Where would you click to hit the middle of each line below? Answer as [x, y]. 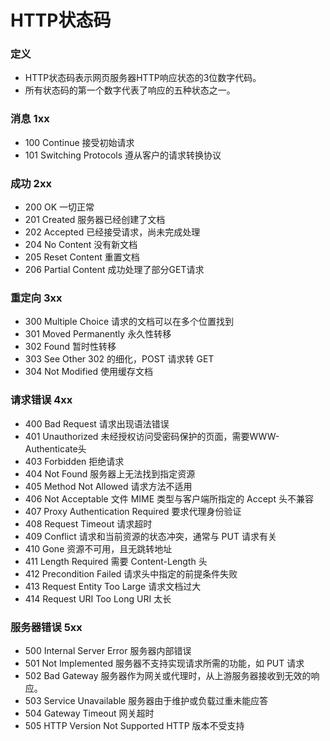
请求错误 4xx [41, 400]
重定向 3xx [36, 298]
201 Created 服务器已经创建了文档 [95, 220]
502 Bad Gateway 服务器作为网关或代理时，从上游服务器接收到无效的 [168, 675]
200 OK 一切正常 [59, 207]
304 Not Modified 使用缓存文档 [88, 372]
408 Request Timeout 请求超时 [88, 523]
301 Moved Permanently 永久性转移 [98, 334]
